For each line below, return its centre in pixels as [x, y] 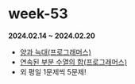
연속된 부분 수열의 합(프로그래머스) [73, 62]
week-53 [38, 14]
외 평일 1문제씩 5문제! [53, 71]
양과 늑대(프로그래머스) [55, 52]
